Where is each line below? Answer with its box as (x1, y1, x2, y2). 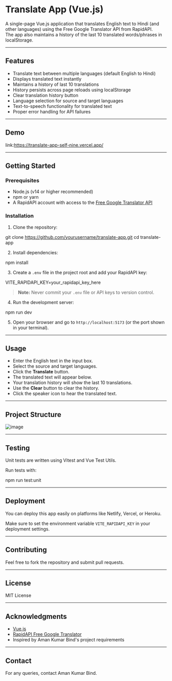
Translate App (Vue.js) (5, 4, 104, 15)
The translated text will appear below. (12, 374, 92, 381)
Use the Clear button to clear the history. (12, 385, 99, 391)
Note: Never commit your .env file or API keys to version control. (17, 289, 155, 295)
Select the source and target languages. (12, 363, 98, 369)
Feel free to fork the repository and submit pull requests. (5, 559, 124, 565)
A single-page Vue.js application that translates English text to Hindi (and (5, 21, 160, 27)
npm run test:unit (5, 477, 41, 483)
